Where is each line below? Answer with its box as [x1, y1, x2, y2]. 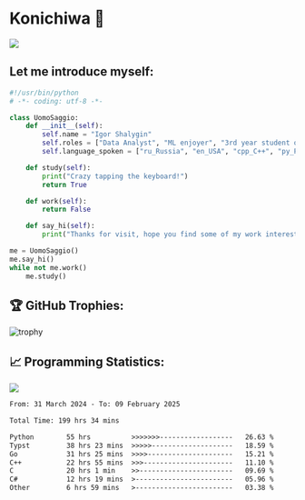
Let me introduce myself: [9, 64, 154, 80]
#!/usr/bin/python [9, 88, 79, 97]
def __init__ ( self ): [25, 122, 103, 131]
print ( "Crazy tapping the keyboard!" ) [42, 172, 189, 181]
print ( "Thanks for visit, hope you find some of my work [42, 230, 261, 239]
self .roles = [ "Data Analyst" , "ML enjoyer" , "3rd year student [42, 138, 290, 148]
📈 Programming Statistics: [9, 354, 165, 369]
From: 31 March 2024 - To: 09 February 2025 [9, 400, 181, 409]
